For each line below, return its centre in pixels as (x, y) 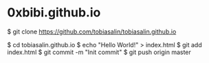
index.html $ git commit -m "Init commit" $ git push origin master (99, 52)
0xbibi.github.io (54, 13)
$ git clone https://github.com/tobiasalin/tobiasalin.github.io (92, 32)
